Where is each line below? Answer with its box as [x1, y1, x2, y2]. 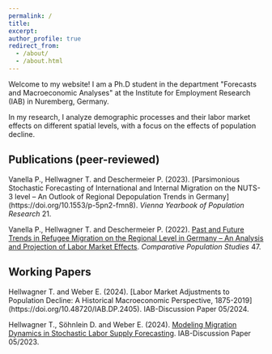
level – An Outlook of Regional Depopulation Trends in [15, 191, 194, 201]
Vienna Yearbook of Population [139, 200, 244, 210]
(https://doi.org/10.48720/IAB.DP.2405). [8, 304, 142, 313]
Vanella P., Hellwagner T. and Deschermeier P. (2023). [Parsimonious [8, 174, 240, 184]
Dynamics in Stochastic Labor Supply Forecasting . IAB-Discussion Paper [8, 328, 251, 338]
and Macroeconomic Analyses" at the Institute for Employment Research [8, 87, 251, 97]
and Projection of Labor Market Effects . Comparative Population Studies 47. [8, 241, 261, 251]
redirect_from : [8, 42, 60, 50]
